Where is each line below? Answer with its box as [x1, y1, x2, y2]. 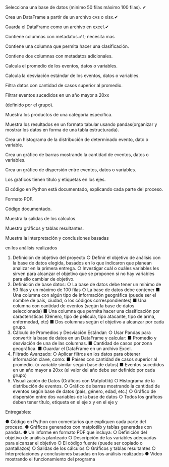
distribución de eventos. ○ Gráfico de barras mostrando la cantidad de [12, 383, 160, 389]
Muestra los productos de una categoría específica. [5, 112, 112, 117]
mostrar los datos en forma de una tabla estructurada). [5, 127, 120, 132]
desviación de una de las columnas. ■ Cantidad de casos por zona [12, 340, 152, 346]
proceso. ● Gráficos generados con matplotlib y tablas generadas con [5, 424, 152, 430]
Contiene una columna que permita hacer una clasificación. [5, 43, 129, 49]
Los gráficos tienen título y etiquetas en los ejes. [5, 176, 106, 182]
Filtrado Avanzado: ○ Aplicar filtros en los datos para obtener [12, 351, 141, 357]
